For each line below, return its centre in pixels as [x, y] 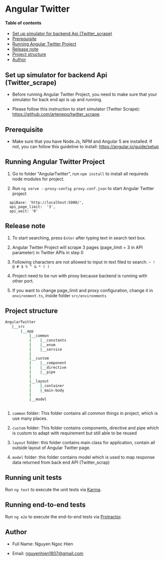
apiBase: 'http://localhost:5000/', [47, 202]
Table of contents [23, 22]
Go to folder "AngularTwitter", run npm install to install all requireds [80, 173]
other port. [23, 281]
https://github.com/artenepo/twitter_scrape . [56, 114]
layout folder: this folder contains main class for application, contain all [83, 443]
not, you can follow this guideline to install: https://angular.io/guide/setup [85, 147]
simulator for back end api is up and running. [57, 100]
